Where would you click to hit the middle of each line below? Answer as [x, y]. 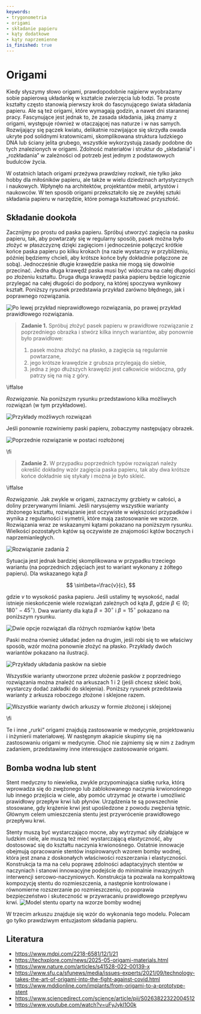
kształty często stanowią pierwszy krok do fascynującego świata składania [99, 104]
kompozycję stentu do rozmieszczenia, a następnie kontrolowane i [88, 883]
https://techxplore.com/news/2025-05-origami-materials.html [91, 960]
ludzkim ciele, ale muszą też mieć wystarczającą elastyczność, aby [89, 839]
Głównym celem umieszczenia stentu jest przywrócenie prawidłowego [93, 814]
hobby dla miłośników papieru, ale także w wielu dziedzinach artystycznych [100, 179]
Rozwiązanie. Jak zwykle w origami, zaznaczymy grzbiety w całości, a [94, 499]
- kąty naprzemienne [32, 40]
